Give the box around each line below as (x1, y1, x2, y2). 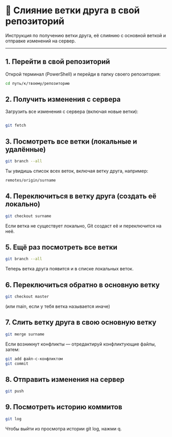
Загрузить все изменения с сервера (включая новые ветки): (5, 108, 139, 114)
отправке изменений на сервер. (5, 38, 76, 44)
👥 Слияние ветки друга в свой (5, 5, 140, 16)
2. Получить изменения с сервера (5, 95, 121, 104)
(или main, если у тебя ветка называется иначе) (5, 303, 111, 309)
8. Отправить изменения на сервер (5, 375, 125, 384)
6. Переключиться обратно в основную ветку (5, 281, 160, 289)
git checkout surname (5, 213, 52, 219)
